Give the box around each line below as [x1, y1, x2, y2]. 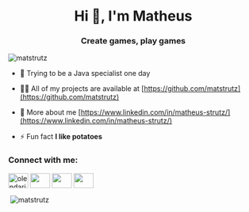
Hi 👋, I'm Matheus [74, 7, 193, 25]
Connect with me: [8, 154, 79, 165]
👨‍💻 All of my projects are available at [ [19, 84, 144, 93]
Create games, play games [80, 36, 186, 47]
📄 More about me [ [19, 108, 82, 117]
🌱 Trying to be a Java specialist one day [19, 69, 151, 78]
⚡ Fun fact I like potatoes [19, 132, 103, 142]
